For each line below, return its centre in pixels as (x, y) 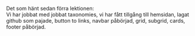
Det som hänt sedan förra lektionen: (50, 8)
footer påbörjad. (26, 27)
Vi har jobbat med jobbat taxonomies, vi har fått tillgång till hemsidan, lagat (97, 15)
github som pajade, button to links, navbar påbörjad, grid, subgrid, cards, (96, 21)
